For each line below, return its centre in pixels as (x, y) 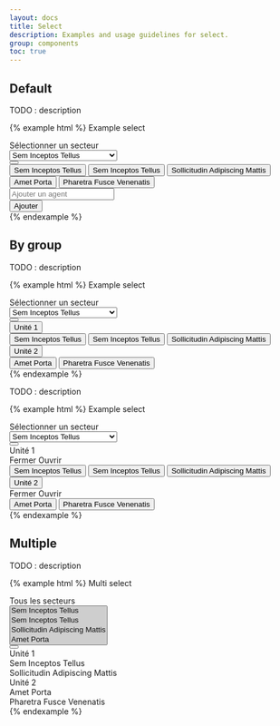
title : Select (36, 26)
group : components (44, 43)
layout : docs (34, 18)
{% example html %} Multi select (71, 583)
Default (31, 88)
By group (36, 245)
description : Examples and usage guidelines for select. (119, 34)
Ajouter (26, 206)
